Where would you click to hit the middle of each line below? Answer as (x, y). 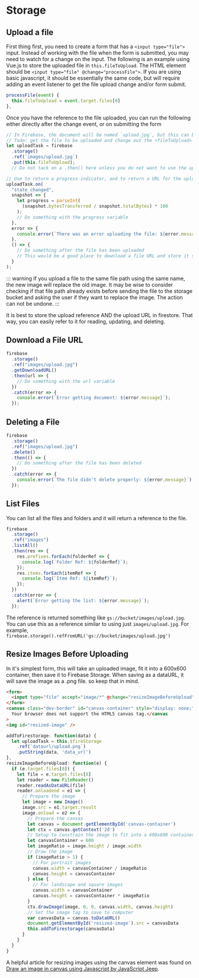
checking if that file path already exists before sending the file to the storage (99, 291)
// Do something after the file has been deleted (79, 463)
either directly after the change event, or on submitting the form (84, 124)
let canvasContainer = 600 (61, 841)
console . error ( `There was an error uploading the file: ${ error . (99, 234)
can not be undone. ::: (33, 303)
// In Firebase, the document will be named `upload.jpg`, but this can (98, 135)
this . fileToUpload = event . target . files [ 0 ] (66, 101)
